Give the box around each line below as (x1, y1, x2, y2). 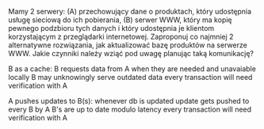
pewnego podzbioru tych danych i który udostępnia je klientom (8, 24, 215, 32)
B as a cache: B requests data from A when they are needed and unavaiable (8, 64, 256, 74)
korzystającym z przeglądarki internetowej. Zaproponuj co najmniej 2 (8, 32, 234, 41)
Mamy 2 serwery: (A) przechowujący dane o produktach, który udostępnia (8, 7, 252, 16)
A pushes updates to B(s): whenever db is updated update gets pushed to (8, 97, 250, 105)
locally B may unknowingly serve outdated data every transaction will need (8, 73, 253, 82)
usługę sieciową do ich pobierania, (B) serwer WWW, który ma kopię (8, 15, 232, 25)
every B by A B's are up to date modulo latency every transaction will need (8, 104, 252, 114)
